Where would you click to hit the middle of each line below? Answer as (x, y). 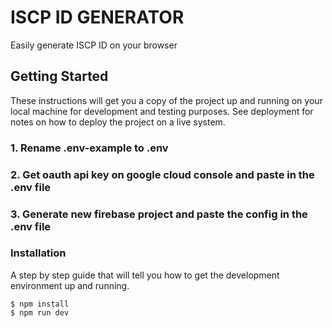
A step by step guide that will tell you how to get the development (145, 275)
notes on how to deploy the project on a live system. (118, 122)
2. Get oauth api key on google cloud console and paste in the (162, 174)
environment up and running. (70, 285)
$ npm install (40, 304)
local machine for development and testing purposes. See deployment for (162, 111)
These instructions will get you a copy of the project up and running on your (166, 100)
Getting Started (59, 76)
